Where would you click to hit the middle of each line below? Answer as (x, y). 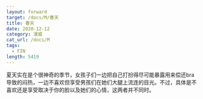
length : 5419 (23, 57)
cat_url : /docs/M (28, 40)
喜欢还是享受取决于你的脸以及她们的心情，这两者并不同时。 (80, 90)
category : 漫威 (24, 34)
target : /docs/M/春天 (33, 18)
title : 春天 (20, 23)
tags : (13, 46)
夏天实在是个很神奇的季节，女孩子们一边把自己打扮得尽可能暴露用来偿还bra (100, 75)
